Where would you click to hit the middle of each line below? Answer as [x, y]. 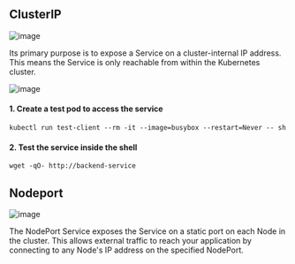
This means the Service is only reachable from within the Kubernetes [135, 62]
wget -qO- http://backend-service [73, 166]
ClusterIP [35, 15]
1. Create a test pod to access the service [86, 109]
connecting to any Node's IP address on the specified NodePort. [127, 250]
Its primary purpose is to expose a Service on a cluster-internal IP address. [145, 53]
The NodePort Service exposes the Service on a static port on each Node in [147, 231]
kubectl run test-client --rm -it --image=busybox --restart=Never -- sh [148, 128]
